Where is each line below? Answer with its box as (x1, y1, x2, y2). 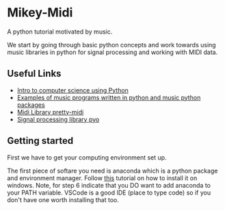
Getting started (7, 135, 74, 147)
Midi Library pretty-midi (16, 108, 84, 116)
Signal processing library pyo (16, 115, 100, 123)
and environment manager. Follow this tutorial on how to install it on (7, 173, 198, 182)
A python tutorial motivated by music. (7, 27, 113, 36)
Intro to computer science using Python (16, 86, 129, 94)
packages (16, 101, 46, 109)
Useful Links (7, 68, 62, 79)
